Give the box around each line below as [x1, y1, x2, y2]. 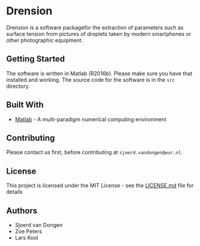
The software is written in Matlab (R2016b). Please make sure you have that [6, 70, 193, 77]
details [6, 188, 23, 195]
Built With [6, 100, 44, 110]
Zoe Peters [14, 228, 43, 235]
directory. [6, 82, 30, 90]
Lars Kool [14, 234, 39, 241]
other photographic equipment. [6, 36, 83, 44]
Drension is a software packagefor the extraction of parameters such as [6, 24, 184, 31]
